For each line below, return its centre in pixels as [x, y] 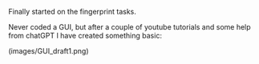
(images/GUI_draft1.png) [49, 51]
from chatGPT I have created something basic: [85, 36]
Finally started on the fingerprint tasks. [72, 12]
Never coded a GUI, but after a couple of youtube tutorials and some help [129, 27]
